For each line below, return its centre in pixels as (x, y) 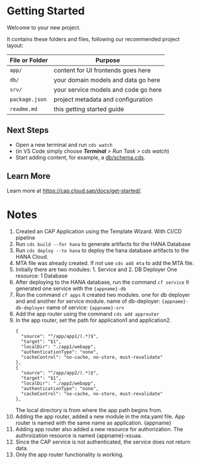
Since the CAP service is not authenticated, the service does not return (103, 442)
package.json (28, 99)
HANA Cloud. (32, 256)
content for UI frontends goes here (102, 70)
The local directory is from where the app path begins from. (89, 410)
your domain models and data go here (107, 80)
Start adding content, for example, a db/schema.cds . (80, 157)
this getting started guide (89, 109)
